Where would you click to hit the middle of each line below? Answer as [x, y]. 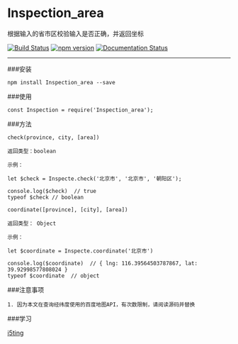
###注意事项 [26, 289]
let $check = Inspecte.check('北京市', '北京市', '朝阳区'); [95, 179]
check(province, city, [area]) [53, 137]
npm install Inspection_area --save [61, 82]
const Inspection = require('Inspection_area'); [80, 110]
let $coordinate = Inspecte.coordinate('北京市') [80, 251]
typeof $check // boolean [45, 197]
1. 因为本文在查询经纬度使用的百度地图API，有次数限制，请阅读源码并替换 [101, 304]
